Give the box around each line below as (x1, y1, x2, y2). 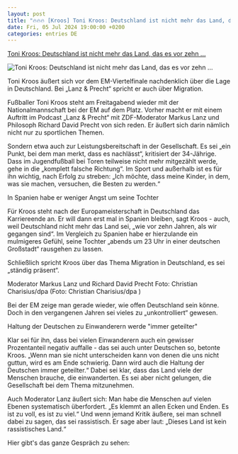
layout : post (7, 10, 46, 18)
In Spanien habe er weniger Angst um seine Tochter (7, 193, 159, 202)
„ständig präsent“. (7, 266, 60, 275)
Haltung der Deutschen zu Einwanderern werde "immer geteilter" (7, 322, 198, 331)
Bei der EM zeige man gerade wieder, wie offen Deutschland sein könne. (7, 301, 220, 310)
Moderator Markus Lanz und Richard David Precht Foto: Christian (7, 280, 198, 288)
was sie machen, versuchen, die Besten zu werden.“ (7, 180, 161, 188)
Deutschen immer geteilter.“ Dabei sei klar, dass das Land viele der (7, 366, 203, 375)
